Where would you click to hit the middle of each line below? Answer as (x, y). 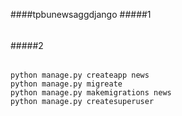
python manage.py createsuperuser (82, 102)
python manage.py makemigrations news (91, 93)
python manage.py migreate (66, 84)
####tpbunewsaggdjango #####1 (81, 14)
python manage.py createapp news (80, 75)
